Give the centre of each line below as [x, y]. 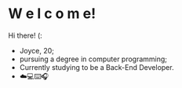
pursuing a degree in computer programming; [93, 59]
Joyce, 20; [37, 50]
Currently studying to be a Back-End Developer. [96, 67]
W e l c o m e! [52, 14]
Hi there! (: [25, 35]
